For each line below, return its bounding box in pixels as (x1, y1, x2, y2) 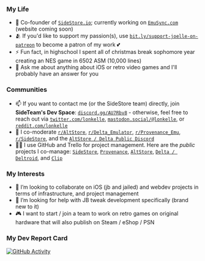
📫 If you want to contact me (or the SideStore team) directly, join (15, 100, 180, 107)
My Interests (6, 169, 45, 178)
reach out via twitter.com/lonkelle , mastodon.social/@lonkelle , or (15, 115, 185, 123)
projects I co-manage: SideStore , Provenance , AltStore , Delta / (15, 148, 176, 155)
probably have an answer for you (15, 70, 99, 78)
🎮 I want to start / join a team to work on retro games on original (15, 210, 179, 217)
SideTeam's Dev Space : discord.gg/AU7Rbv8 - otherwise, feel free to (15, 108, 188, 116)
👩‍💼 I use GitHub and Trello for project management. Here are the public (15, 141, 195, 148)
